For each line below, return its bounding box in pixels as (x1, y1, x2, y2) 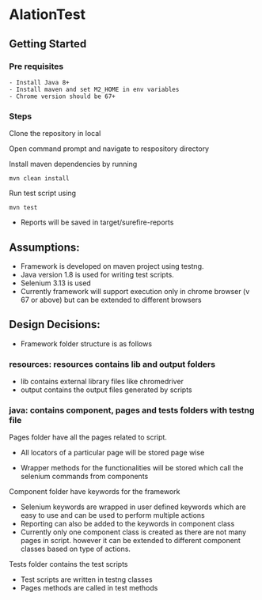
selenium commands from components (20, 472, 149, 481)
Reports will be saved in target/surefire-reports (20, 217, 174, 227)
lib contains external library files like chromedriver (20, 377, 184, 387)
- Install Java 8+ (9, 78, 70, 86)
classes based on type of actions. (20, 544, 131, 554)
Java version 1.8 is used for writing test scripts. (20, 270, 175, 279)
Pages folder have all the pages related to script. (9, 432, 167, 442)
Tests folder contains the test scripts (9, 560, 128, 569)
